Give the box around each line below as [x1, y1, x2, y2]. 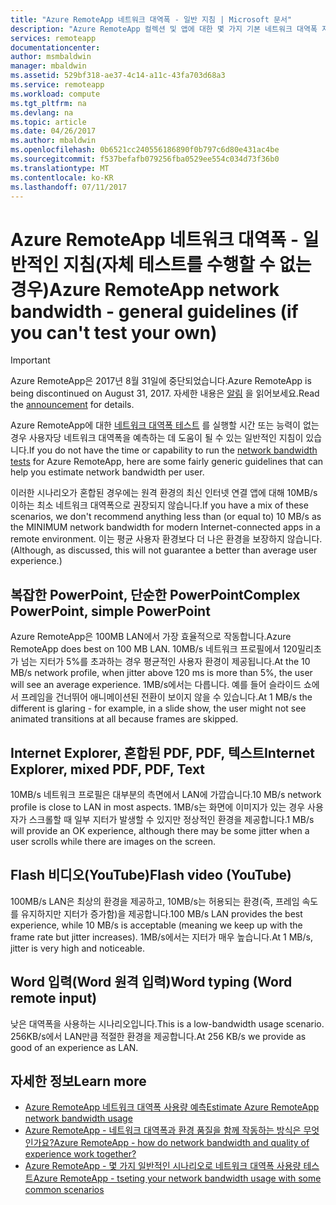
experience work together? [24, 1148, 137, 1160]
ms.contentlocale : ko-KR [10, 172, 114, 183]
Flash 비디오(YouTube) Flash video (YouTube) [10, 867, 292, 884]
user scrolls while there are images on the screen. [10, 835, 216, 847]
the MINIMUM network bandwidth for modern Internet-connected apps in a [10, 521, 321, 533]
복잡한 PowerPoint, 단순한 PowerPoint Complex [10, 586, 301, 603]
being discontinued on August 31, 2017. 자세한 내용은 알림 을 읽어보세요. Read [10, 387, 320, 400]
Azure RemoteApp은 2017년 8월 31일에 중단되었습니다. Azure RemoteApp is [10, 375, 312, 387]
